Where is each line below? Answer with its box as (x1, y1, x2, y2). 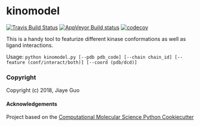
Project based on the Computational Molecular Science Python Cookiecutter (6, 114, 194, 121)
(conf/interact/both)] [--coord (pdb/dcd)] (27, 59, 137, 65)
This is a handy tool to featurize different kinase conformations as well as (6, 35, 186, 42)
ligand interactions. (6, 42, 54, 49)
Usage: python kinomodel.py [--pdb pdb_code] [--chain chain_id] (6, 53, 173, 60)
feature (6, 59, 26, 65)
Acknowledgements (6, 100, 58, 108)
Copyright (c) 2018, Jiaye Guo (6, 87, 80, 94)
